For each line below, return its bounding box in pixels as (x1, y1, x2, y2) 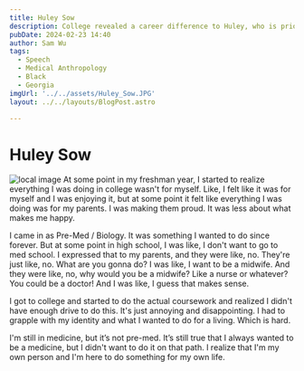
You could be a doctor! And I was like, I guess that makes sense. (9, 278, 250, 290)
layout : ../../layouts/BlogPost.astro (9, 97, 156, 107)
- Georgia (17, 81, 54, 90)
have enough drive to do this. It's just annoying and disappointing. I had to (9, 305, 286, 317)
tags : (9, 47, 30, 56)
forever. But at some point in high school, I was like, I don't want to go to (9, 240, 279, 251)
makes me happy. (9, 213, 75, 224)
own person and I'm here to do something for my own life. (9, 352, 225, 363)
